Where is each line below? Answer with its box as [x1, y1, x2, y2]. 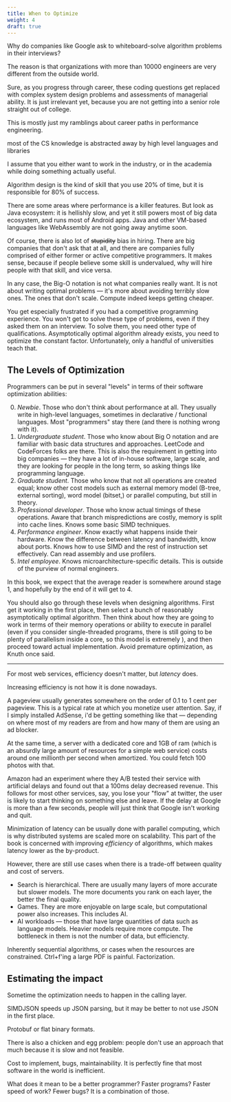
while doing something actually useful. [7, 167, 116, 176]
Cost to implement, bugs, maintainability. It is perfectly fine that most [7, 1059, 202, 1067]
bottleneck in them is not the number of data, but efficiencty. [16, 932, 190, 941]
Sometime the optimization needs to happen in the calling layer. [7, 991, 187, 999]
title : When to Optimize [7, 10, 78, 17]
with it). [16, 425, 39, 433]
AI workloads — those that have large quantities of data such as [16, 917, 199, 925]
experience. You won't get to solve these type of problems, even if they [7, 315, 210, 323]
